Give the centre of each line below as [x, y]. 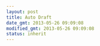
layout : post [22, 12]
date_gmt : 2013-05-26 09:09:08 [45, 23]
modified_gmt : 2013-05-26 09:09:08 [50, 28]
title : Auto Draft [29, 17]
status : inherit [26, 34]
